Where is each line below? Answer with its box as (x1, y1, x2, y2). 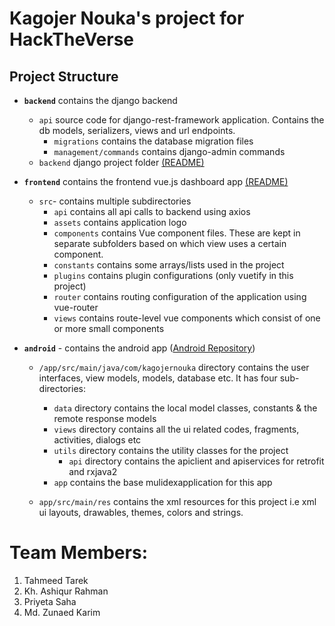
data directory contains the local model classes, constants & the (53, 402, 318, 414)
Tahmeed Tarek (23, 574, 89, 586)
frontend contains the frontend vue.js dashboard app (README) (23, 176, 289, 187)
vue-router (53, 302, 99, 313)
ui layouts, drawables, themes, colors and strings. (38, 507, 244, 518)
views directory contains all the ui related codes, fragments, (53, 423, 300, 435)
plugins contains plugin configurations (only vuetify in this (53, 270, 294, 281)
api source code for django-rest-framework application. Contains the (38, 114, 325, 126)
